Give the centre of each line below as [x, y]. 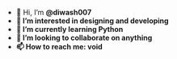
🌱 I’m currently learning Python [70, 29]
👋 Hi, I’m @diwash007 [54, 12]
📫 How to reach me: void [59, 47]
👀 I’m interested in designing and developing [92, 21]
